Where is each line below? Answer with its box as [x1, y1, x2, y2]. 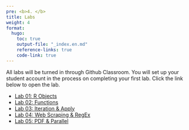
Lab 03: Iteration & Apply [14, 105, 75, 112]
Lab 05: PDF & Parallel [14, 117, 69, 124]
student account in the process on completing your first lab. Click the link [6, 75, 184, 82]
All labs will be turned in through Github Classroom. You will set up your [6, 68, 179, 75]
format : [6, 25, 25, 31]
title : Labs [6, 14, 35, 20]
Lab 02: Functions [14, 98, 59, 106]
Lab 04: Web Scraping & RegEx [14, 111, 91, 118]
